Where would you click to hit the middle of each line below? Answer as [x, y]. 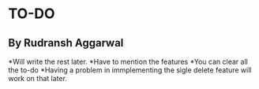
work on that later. [38, 78]
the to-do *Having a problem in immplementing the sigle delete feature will [130, 70]
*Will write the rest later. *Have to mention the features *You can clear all [128, 61]
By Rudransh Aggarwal [66, 43]
